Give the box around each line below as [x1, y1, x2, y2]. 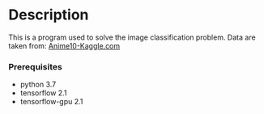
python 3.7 [19, 79, 57, 90]
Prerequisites [8, 61, 62, 72]
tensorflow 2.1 [19, 88, 67, 98]
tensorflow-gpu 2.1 [19, 97, 83, 107]
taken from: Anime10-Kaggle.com [8, 40, 121, 50]
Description [8, 6, 89, 24]
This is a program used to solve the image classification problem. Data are [8, 32, 257, 42]
